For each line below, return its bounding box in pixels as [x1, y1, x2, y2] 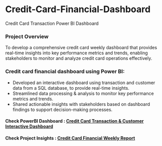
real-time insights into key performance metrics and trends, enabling [5, 50, 148, 56]
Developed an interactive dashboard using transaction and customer [12, 80, 155, 86]
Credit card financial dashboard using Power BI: [5, 68, 125, 75]
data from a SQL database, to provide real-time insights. [12, 85, 130, 91]
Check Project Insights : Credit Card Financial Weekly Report [5, 135, 135, 141]
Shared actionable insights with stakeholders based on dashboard [12, 101, 150, 107]
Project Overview [5, 33, 49, 40]
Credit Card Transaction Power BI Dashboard [5, 20, 99, 26]
